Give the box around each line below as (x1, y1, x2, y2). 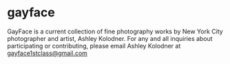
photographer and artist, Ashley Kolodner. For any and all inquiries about (7, 34, 213, 42)
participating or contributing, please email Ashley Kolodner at (7, 42, 181, 50)
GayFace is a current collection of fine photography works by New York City (7, 27, 224, 35)
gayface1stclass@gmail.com (7, 49, 88, 57)
